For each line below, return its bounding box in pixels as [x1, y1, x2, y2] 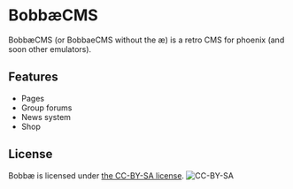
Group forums [20, 102, 73, 113]
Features [8, 70, 58, 85]
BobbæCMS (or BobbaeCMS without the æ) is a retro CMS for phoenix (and [8, 34, 285, 45]
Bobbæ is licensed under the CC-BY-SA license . [8, 170, 185, 181]
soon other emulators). [8, 43, 92, 54]
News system [20, 111, 72, 122]
